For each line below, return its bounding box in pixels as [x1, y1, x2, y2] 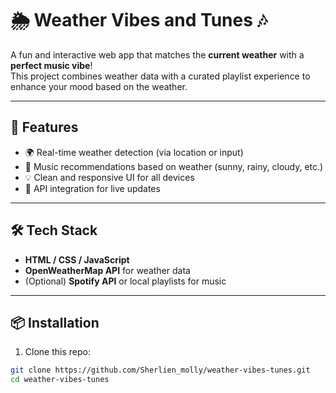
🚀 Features [10, 119, 79, 136]
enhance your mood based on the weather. [10, 80, 188, 92]
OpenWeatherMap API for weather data [24, 264, 191, 276]
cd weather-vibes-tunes [10, 375, 110, 385]
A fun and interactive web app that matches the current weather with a [10, 48, 305, 61]
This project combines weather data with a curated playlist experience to [10, 70, 311, 82]
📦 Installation [10, 314, 100, 331]
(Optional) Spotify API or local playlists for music [24, 275, 227, 287]
